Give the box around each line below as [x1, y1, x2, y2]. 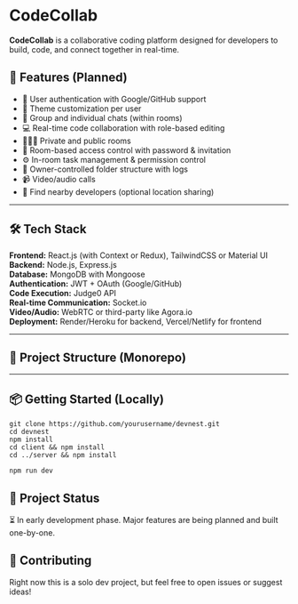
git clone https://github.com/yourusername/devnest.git [9, 420, 220, 429]
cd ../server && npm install [9, 451, 117, 460]
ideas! [9, 586, 32, 597]
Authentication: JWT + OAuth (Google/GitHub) [9, 278, 183, 289]
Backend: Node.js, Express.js [9, 259, 117, 270]
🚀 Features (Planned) [9, 70, 129, 85]
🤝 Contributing [9, 553, 92, 568]
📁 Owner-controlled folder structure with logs [21, 164, 189, 174]
